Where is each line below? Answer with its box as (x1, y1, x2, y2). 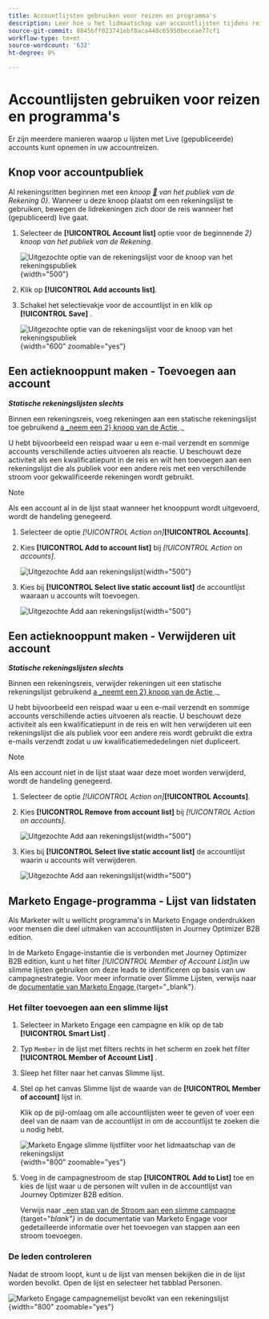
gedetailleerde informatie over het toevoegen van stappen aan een (19, 1223, 240, 1232)
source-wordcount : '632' (8, 42, 91, 50)
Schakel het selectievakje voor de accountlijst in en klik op (19, 300, 213, 309)
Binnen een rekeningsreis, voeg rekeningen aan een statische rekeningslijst (8, 413, 257, 423)
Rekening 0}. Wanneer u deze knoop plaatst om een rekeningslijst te (8, 196, 234, 205)
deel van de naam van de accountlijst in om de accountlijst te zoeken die (19, 1116, 260, 1126)
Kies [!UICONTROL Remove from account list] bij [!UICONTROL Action (19, 807, 255, 817)
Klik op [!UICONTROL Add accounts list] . (19, 284, 158, 294)
